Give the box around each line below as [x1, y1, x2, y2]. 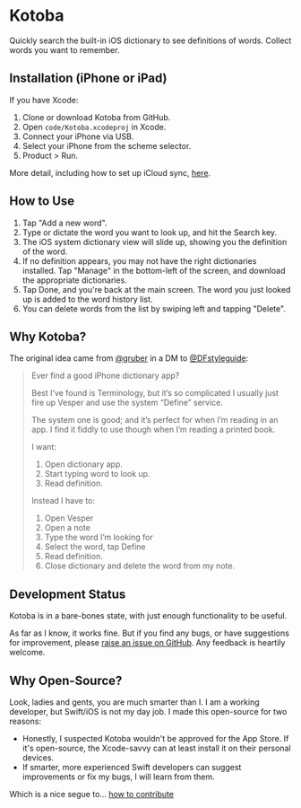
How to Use [9, 194, 75, 209]
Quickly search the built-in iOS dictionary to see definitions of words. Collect [9, 35, 292, 46]
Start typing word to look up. [44, 469, 150, 479]
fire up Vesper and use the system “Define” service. [30, 397, 224, 408]
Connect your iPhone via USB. [21, 131, 134, 142]
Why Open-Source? [9, 672, 123, 688]
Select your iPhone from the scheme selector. [21, 140, 192, 151]
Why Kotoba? [9, 329, 87, 344]
